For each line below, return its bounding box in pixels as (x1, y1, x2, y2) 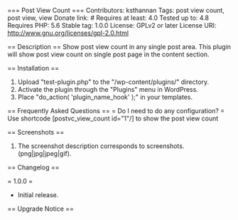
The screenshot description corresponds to (17, 142, 146, 150)
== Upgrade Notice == (7, 204, 75, 213)
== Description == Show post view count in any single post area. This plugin (7, 43, 232, 51)
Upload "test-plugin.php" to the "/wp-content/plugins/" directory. (17, 78, 210, 86)
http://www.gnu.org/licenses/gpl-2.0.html (7, 28, 129, 37)
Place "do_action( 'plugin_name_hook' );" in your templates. (17, 93, 193, 101)
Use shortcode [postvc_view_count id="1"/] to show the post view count (7, 114, 219, 122)
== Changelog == (7, 163, 60, 172)
